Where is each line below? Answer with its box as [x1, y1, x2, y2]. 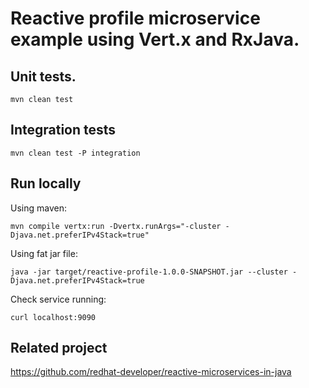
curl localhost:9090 [10, 312, 97, 322]
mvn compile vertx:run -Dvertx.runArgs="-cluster [10, 221, 222, 231]
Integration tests [10, 122, 117, 139]
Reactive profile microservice [10, 7, 261, 30]
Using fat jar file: [10, 247, 78, 259]
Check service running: [10, 293, 107, 305]
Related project [10, 340, 108, 357]
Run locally [10, 175, 82, 192]
